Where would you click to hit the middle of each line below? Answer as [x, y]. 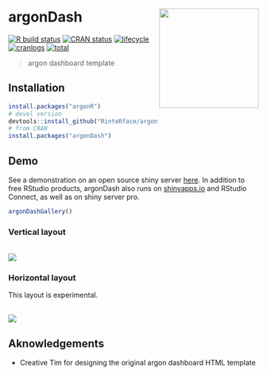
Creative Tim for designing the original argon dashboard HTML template [137, 363]
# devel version [35, 114]
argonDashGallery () [41, 211]
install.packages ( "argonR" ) [55, 106]
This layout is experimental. [53, 295]
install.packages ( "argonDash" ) [60, 136]
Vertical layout [37, 232]
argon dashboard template [71, 63]
